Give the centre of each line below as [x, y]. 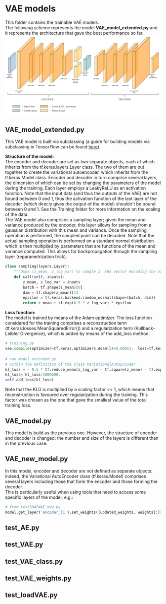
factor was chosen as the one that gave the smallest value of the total [76, 400]
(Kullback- [145, 329]
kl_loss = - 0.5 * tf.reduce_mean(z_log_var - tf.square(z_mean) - [76, 369]
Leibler [12, 334]
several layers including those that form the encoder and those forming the [82, 481]
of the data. [17, 214]
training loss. [18, 405]
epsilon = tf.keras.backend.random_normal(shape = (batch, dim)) [89, 298]
